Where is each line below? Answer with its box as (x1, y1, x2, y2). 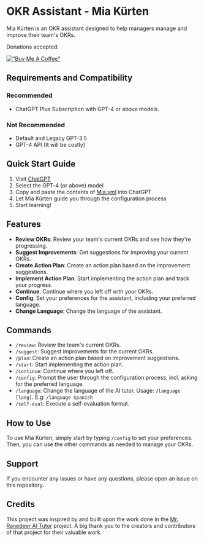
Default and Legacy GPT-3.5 (15, 134, 88, 142)
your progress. (15, 281, 53, 288)
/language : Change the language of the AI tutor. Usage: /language (15, 387, 181, 395)
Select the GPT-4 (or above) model (15, 181, 104, 189)
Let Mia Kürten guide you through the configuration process (15, 195, 167, 202)
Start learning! (15, 201, 51, 208)
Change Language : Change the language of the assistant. (15, 307, 162, 315)
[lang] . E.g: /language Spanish (15, 393, 93, 401)
